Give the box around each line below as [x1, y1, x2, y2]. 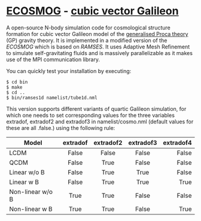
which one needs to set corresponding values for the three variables [6, 111, 175, 119]
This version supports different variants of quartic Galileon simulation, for [6, 105, 187, 112]
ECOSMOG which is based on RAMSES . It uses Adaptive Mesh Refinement [6, 43, 190, 50]
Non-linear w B [9, 205, 53, 213]
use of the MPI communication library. [6, 56, 100, 63]
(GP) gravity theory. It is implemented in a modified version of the [6, 37, 167, 44]
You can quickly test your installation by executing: [6, 67, 132, 74]
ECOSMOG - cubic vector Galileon [6, 4, 179, 18]
